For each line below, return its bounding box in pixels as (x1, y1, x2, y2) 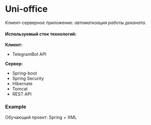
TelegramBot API (12, 51, 47, 57)
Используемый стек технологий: (5, 31, 77, 37)
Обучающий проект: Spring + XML (5, 114, 77, 121)
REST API (12, 91, 32, 97)
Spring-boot (12, 70, 37, 76)
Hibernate (12, 81, 33, 87)
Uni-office (5, 3, 48, 15)
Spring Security (12, 75, 44, 81)
